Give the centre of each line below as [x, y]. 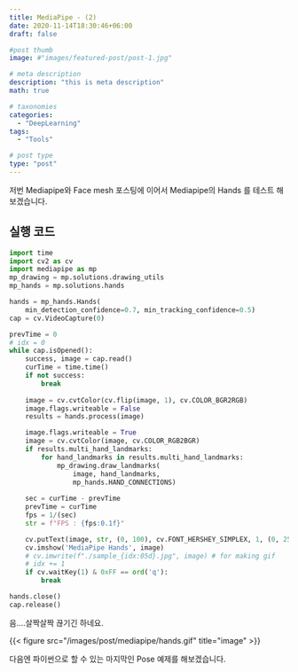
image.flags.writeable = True [81, 433]
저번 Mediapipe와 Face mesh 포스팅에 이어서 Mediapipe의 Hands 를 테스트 [142, 190]
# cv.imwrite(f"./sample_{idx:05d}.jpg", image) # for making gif [150, 556]
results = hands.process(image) [85, 417]
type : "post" [33, 164]
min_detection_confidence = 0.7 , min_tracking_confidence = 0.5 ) [140, 310]
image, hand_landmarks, [117, 474]
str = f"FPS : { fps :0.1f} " [75, 523]
